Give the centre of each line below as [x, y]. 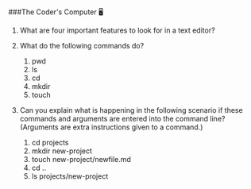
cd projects [50, 143]
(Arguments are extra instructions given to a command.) [111, 127]
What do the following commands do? [82, 46]
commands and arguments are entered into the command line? [122, 119]
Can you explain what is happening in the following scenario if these [131, 110]
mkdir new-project [62, 151]
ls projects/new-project [70, 176]
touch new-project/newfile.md [81, 159]
